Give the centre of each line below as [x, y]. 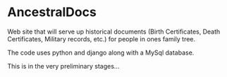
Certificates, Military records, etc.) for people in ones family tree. [102, 38]
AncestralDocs [52, 12]
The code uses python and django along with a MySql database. [101, 52]
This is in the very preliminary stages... [63, 66]
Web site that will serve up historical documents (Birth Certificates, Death [114, 31]
